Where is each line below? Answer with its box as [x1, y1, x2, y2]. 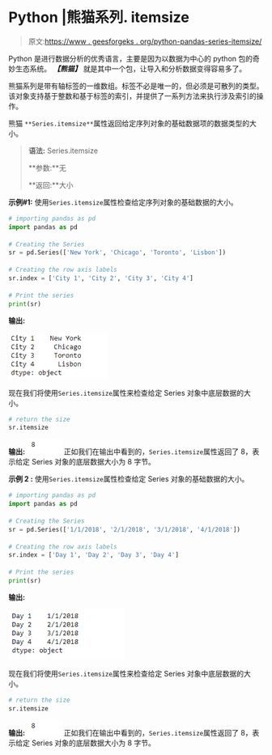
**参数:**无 [28, 163, 66, 172]
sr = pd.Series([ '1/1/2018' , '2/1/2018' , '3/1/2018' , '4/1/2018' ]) [8, 525, 241, 533]
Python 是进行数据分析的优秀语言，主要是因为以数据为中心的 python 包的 [8, 53, 253, 63]
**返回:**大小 [28, 180, 74, 189]
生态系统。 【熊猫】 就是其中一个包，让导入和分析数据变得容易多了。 [15, 63, 247, 74]
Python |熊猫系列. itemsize [8, 8, 190, 27]
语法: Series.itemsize [28, 146, 99, 155]
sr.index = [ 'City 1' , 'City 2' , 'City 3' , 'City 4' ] [8, 274, 194, 282]
